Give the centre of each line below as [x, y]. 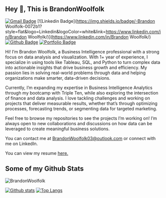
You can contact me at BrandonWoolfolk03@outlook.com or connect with [80, 138]
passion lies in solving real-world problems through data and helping [75, 73]
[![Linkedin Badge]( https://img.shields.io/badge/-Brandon [96, 21]
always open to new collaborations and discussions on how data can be [79, 123]
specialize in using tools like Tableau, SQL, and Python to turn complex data [83, 62]
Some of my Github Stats [44, 169]
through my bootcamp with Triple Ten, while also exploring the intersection [82, 93]
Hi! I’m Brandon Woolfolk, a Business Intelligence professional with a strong [83, 51]
